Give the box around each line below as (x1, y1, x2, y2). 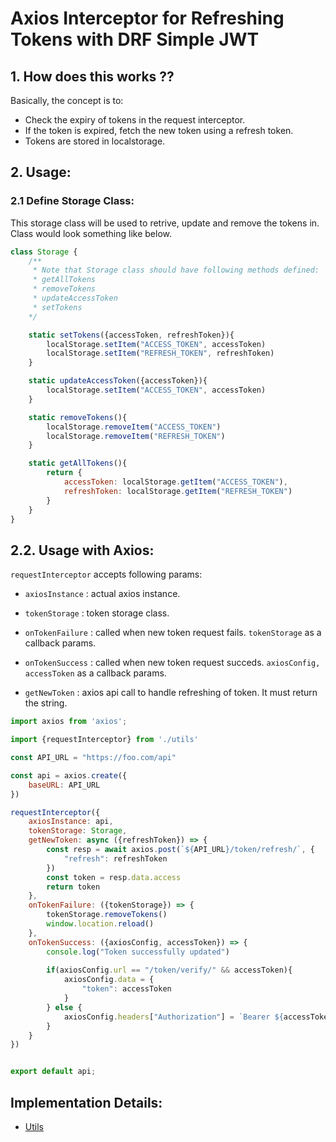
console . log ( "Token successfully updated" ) (46, 947, 230, 957)
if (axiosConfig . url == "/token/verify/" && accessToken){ (46, 965, 293, 976)
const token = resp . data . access (46, 872, 182, 882)
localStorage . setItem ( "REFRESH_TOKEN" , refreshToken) (46, 348, 275, 359)
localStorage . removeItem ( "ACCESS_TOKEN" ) (46, 422, 222, 432)
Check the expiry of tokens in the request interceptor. (24, 114, 246, 126)
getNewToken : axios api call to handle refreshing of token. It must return (24, 687, 318, 699)
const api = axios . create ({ (10, 770, 128, 781)
